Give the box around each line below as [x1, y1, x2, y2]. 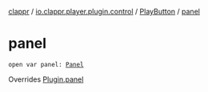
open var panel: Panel [8, 60, 84, 68]
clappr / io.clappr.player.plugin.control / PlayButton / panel [8, 7, 200, 16]
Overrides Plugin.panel [8, 75, 84, 84]
